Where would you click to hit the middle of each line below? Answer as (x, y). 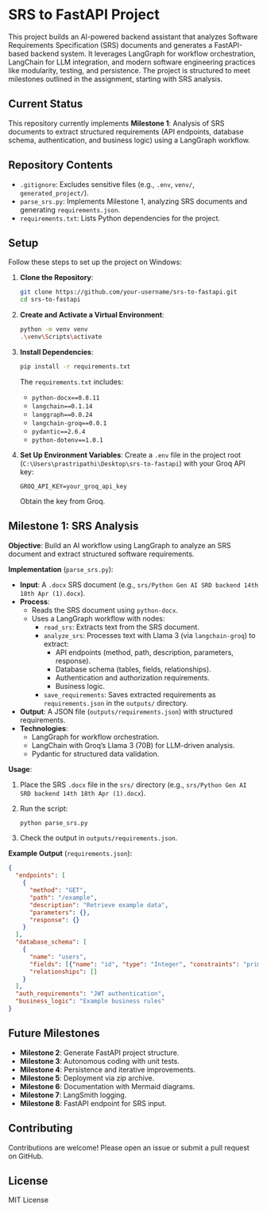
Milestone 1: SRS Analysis (74, 526)
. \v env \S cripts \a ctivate (61, 337)
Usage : (20, 769)
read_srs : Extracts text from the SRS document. (122, 627)
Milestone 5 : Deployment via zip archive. (87, 1078)
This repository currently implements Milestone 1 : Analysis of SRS (116, 123)
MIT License (29, 1200)
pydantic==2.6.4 (58, 431)
